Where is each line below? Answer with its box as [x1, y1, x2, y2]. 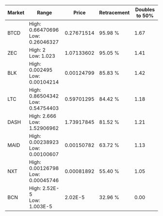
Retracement [99, 9, 130, 16]
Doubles [135, 6, 155, 13]
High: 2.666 [29, 113, 57, 119]
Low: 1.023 [29, 53, 56, 59]
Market [7, 9, 25, 16]
